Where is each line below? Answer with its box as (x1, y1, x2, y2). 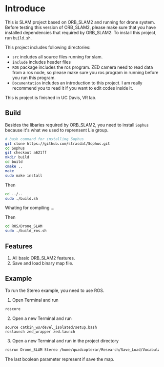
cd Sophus (5, 146, 25, 151)
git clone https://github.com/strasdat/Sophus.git (5, 141, 110, 146)
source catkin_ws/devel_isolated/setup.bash (5, 325, 97, 330)
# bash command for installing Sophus (5, 136, 84, 141)
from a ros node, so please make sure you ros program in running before (12, 69, 159, 75)
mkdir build (5, 155, 29, 160)
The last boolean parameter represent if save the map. (5, 356, 115, 362)
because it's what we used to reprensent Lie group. (5, 127, 109, 133)
